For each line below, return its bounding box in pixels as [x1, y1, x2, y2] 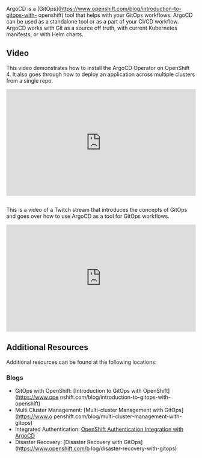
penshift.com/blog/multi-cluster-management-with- [54, 413, 182, 420]
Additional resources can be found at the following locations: [6, 358, 157, 366]
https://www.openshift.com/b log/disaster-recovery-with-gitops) [17, 445, 177, 452]
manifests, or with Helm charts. [6, 31, 84, 38]
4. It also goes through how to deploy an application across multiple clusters [6, 71, 195, 78]
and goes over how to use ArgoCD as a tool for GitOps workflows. [6, 212, 170, 220]
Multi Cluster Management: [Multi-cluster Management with [14, 406, 164, 413]
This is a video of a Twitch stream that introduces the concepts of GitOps [6, 206, 188, 214]
